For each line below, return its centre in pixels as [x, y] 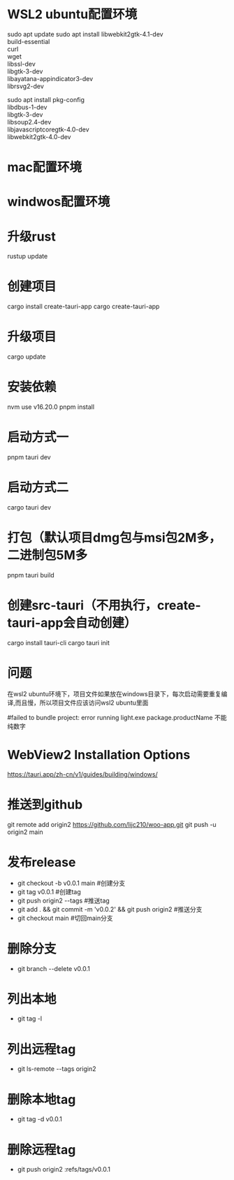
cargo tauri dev [29, 507]
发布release [42, 862]
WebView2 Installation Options [99, 755]
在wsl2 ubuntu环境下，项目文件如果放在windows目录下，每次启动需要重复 [114, 693]
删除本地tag [42, 1099]
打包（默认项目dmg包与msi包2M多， [114, 538]
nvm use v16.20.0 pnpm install [51, 407]
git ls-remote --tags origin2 [57, 1069]
